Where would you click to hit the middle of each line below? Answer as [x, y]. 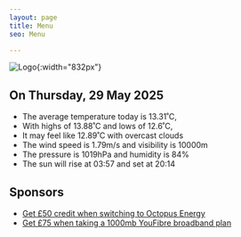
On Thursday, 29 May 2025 [87, 95]
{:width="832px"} [69, 67]
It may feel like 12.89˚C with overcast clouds [103, 135]
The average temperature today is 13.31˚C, [100, 117]
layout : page [33, 17]
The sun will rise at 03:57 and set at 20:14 [99, 164]
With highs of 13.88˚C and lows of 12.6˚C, [97, 127]
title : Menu [31, 26]
